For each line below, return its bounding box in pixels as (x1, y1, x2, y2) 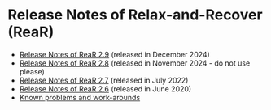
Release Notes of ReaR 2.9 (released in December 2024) (19, 49, 211, 59)
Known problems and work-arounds (19, 92, 141, 102)
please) (19, 66, 46, 76)
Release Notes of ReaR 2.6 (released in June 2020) (19, 83, 192, 94)
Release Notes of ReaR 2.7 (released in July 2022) (19, 75, 189, 85)
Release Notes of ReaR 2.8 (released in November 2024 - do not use (19, 58, 251, 68)
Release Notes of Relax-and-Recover (7, 6, 263, 24)
